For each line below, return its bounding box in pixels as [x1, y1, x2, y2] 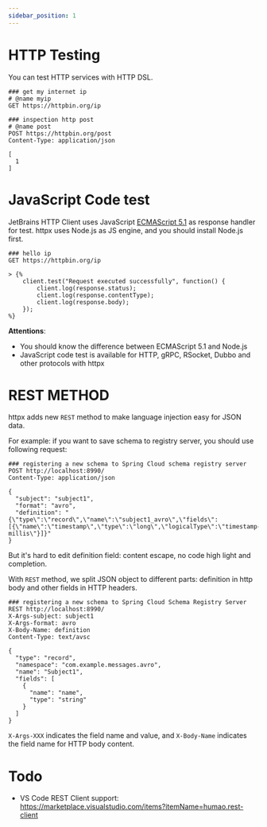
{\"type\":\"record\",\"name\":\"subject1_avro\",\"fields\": [8, 516, 219, 524]
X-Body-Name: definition [8, 626, 91, 634]
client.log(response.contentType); [37, 291, 155, 299]
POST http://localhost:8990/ [8, 467, 105, 475]
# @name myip [8, 95, 52, 103]
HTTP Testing [8, 45, 101, 64]
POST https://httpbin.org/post [8, 129, 112, 138]
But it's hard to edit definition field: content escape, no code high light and [8, 551, 252, 560]
